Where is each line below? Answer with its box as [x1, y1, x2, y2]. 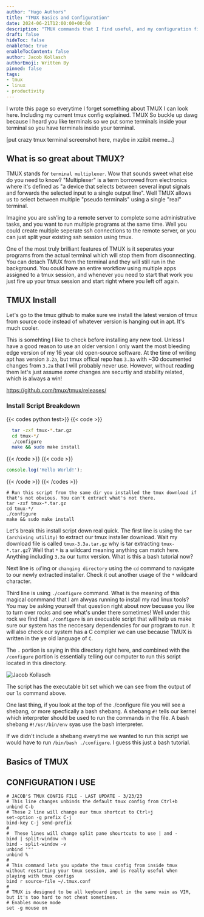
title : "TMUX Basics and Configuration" [6, 15, 110, 21]
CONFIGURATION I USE [6, 777, 96, 787]
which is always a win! [6, 375, 63, 382]
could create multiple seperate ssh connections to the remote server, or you [6, 226, 196, 234]
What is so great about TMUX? [6, 153, 124, 164]
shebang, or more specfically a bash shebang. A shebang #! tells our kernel [6, 708, 196, 715]
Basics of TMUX [6, 756, 69, 767]
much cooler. [6, 324, 39, 332]
